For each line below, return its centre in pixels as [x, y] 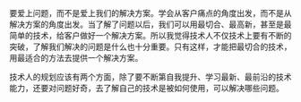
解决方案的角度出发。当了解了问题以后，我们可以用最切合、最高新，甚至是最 [150, 24]
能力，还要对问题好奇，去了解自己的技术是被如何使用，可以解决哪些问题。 [146, 88]
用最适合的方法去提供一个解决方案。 [76, 58]
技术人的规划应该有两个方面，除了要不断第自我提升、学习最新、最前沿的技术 [150, 77]
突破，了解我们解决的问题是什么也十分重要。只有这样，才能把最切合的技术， [150, 47]
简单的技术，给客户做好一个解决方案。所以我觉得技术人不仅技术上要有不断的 [150, 35]
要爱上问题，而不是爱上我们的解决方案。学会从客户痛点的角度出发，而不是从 [150, 13]
